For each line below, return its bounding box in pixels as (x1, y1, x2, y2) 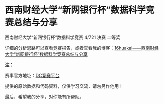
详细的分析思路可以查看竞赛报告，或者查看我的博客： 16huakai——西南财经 (5, 45, 159, 51)
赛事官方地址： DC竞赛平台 (5, 72, 60, 78)
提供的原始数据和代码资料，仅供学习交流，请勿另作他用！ (5, 83, 123, 89)
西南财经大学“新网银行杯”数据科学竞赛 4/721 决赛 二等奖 (5, 34, 121, 40)
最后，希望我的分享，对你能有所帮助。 (5, 93, 84, 100)
